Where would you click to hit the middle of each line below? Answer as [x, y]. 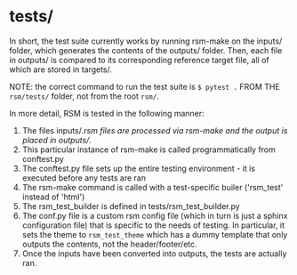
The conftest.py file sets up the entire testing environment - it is [139, 168]
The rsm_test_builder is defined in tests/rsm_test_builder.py [131, 206]
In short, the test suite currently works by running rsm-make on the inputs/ [146, 41]
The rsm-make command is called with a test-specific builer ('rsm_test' [153, 187]
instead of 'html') [53, 197]
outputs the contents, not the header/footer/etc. [109, 244]
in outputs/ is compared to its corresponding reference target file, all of [139, 60]
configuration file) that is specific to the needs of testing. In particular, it [153, 225]
